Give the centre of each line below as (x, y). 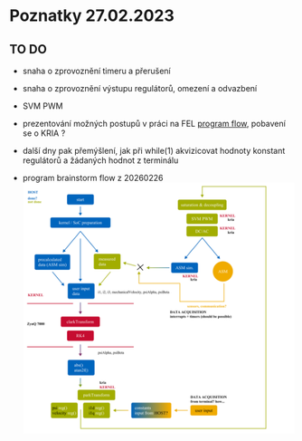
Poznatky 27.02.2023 (92, 16)
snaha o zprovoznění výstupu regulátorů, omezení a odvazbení (140, 88)
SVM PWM (42, 106)
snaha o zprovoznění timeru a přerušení (96, 71)
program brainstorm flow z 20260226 (93, 178)
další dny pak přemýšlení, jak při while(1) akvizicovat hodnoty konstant (154, 151)
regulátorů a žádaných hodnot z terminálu (100, 160)
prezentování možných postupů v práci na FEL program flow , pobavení (154, 124)
